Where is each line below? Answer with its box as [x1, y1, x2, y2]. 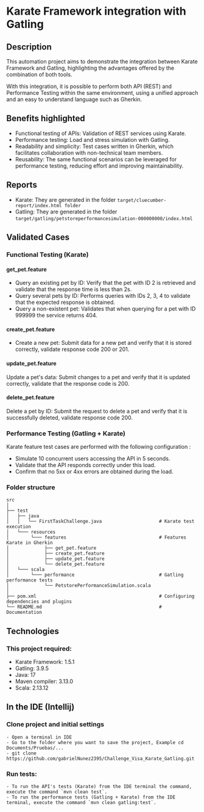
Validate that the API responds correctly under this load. [15, 462, 156, 469]
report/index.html [15, 202, 62, 209]
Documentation [6, 610, 43, 616]
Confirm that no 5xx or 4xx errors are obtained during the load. [15, 468, 174, 475]
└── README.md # [6, 604, 163, 610]
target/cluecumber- [117, 197, 167, 203]
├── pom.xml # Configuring [6, 593, 195, 600]
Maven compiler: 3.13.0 [15, 677, 74, 685]
